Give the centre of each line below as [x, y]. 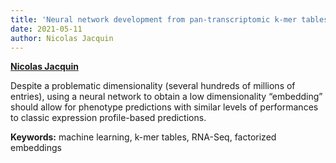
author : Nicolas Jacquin [62, 38]
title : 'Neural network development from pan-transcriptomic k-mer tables [169, 19]
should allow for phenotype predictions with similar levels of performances [164, 107]
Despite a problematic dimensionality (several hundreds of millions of [153, 86]
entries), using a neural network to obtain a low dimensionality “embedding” [166, 97]
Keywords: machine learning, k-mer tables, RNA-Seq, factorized [143, 137]
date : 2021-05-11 [46, 29]
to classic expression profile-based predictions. [108, 118]
